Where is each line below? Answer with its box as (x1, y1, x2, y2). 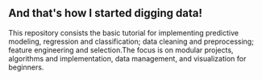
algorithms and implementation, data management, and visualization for (8, 53, 247, 63)
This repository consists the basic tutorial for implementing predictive (8, 27, 239, 37)
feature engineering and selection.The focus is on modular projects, (8, 44, 234, 55)
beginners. (8, 62, 44, 72)
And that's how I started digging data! (8, 6, 203, 20)
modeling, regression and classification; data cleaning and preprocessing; (8, 36, 254, 46)
